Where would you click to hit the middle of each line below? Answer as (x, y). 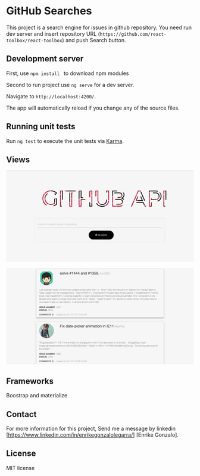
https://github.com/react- (133, 34)
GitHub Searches (49, 11)
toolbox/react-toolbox (34, 41)
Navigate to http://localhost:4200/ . (51, 96)
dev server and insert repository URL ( (53, 33)
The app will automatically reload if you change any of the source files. (93, 108)
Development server (45, 59)
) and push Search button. (94, 40)
